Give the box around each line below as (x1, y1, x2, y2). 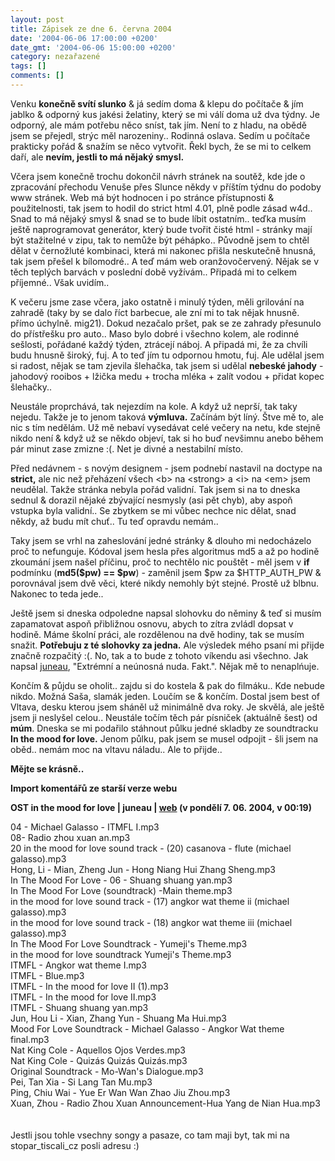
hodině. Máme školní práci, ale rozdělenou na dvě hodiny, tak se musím (10, 628, 305, 640)
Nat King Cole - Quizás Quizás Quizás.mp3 (10, 1054, 188, 1066)
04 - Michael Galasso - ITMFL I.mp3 (10, 821, 160, 833)
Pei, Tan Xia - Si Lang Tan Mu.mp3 (10, 1076, 153, 1088)
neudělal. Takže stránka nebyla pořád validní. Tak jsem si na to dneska (10, 483, 301, 495)
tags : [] (10, 61, 47, 71)
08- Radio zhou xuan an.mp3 (10, 831, 131, 843)
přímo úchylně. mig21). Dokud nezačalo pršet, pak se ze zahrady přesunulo (10, 317, 322, 329)
